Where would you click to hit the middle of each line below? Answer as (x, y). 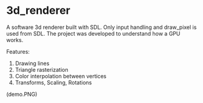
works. (15, 40)
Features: (18, 51)
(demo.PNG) (22, 94)
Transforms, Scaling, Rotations (53, 83)
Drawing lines (32, 63)
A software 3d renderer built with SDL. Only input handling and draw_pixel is (101, 27)
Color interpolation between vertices (61, 76)
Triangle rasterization (42, 69)
